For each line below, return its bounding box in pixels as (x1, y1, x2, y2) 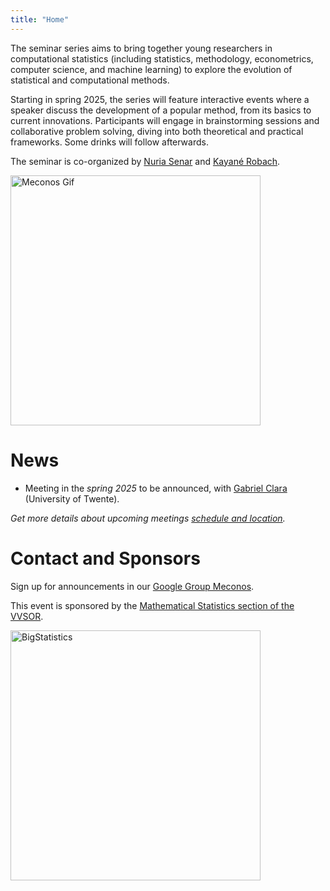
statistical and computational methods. (10, 74, 170, 86)
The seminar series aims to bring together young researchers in (10, 42, 273, 54)
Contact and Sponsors (10, 547, 201, 570)
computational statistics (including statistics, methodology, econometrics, (10, 52, 314, 65)
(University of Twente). (24, 492, 120, 505)
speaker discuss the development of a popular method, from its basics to (10, 104, 312, 116)
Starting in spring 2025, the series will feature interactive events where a (10, 93, 310, 105)
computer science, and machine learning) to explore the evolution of (10, 63, 293, 75)
